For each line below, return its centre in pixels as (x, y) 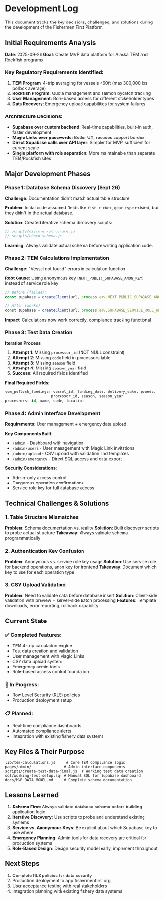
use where (23, 832)
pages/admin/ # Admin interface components (65, 767)
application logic (29, 812)
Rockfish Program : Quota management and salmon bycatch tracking (82, 93)
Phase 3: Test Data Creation (39, 332)
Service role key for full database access (53, 488)
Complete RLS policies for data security (52, 875)
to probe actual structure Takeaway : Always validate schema (67, 533)
